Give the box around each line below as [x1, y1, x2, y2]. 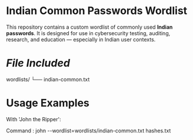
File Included [6, 57, 71, 70]
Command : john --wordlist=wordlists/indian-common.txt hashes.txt [6, 127, 171, 134]
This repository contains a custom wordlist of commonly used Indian [6, 23, 173, 30]
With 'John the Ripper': [6, 115, 61, 122]
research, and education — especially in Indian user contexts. [6, 36, 156, 43]
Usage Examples [6, 97, 90, 110]
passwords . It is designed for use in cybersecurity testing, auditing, [6, 29, 171, 36]
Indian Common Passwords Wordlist [6, 4, 188, 18]
